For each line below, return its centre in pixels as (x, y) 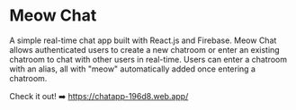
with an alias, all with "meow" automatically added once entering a (133, 69)
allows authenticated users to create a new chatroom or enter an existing (145, 49)
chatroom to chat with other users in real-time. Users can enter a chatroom (148, 59)
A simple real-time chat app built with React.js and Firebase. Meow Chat (143, 40)
